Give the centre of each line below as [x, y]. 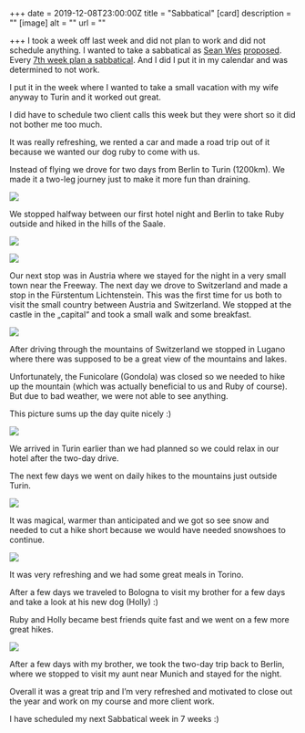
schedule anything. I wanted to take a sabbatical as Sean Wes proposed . [146, 50]
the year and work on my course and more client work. [112, 701]
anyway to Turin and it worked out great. [86, 97]
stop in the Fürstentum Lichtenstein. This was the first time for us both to [146, 295]
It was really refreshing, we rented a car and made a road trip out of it [140, 142]
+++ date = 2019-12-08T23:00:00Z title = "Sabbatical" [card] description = [151, 13]
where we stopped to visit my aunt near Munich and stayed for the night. [146, 674]
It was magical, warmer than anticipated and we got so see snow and [139, 520]
